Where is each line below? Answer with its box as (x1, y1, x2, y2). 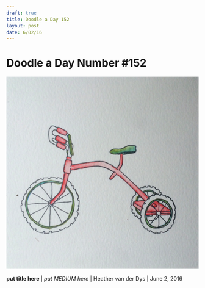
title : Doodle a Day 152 (6, 16, 70, 23)
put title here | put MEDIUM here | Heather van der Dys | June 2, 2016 (6, 275, 183, 283)
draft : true (6, 10, 37, 16)
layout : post (6, 23, 40, 29)
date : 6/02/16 (6, 29, 43, 35)
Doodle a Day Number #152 (6, 56, 147, 70)
